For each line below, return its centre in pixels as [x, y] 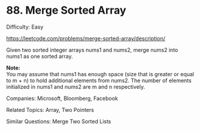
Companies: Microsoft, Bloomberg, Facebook [62, 98]
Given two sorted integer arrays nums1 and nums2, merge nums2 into [92, 50]
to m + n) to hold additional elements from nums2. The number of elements [99, 80]
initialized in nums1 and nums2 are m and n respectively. [76, 86]
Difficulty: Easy [25, 27]
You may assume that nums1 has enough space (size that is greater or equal [100, 74]
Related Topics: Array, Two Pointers [50, 110]
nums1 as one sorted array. [40, 56]
